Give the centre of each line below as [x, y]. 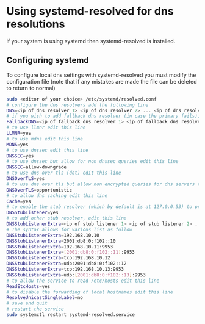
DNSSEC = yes [20, 156]
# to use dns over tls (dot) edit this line [64, 173]
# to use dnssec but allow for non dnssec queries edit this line [92, 162]
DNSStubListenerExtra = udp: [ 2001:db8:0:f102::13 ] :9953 [76, 275]
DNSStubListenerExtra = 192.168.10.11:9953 [60, 247]
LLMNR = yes [19, 133]
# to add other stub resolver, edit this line [67, 218]
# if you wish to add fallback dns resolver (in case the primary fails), [103, 116]
